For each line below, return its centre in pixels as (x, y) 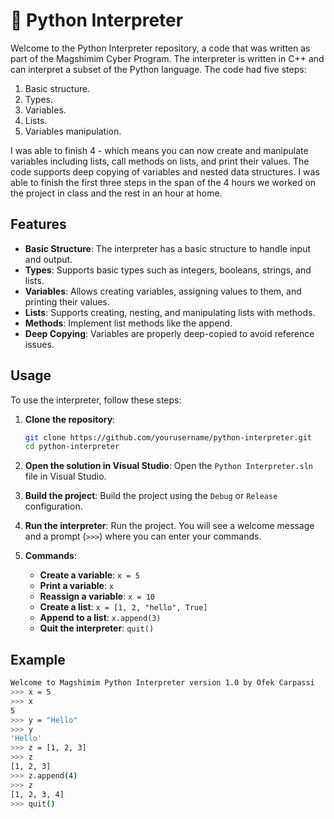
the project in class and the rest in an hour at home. (116, 193)
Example (38, 659)
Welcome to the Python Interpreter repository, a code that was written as (160, 48)
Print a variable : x (77, 586)
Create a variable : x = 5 (89, 575)
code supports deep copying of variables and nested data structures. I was (165, 171)
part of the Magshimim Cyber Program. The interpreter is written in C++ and (167, 58)
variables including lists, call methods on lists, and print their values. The (160, 161)
